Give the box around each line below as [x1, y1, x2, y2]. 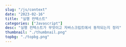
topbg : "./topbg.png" [5, 35, 50, 40]
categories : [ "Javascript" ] [5, 21, 63, 26]
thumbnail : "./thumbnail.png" [5, 30, 67, 35]
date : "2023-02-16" [5, 12, 45, 17]
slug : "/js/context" [5, 7, 48, 12]
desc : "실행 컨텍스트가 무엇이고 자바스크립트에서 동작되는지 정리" [5, 25, 122, 30]
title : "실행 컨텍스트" [5, 16, 48, 21]
